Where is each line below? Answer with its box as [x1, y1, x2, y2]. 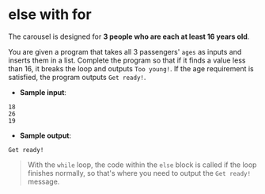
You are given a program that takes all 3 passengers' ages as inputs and [8, 47, 242, 56]
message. [27, 177, 60, 186]
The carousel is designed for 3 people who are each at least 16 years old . [8, 32, 250, 41]
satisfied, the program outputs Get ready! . [8, 72, 146, 82]
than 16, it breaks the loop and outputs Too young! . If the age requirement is [8, 63, 255, 73]
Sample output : [19, 131, 72, 140]
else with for [8, 6, 93, 24]
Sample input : [19, 87, 67, 97]
